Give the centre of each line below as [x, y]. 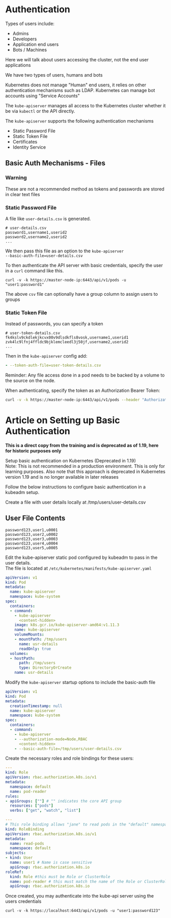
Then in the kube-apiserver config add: [46, 356]
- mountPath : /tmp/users [41, 640]
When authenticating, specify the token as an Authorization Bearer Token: [83, 391]
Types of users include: [30, 23]
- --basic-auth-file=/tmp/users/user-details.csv [68, 749]
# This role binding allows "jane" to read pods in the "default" [77, 825]
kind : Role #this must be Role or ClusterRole [60, 877]
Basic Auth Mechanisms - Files [55, 163]
